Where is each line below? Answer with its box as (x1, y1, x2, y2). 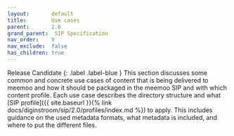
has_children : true (7, 50, 65, 57)
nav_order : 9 (7, 36, 55, 43)
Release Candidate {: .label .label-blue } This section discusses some (7, 68, 207, 77)
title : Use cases (7, 17, 80, 24)
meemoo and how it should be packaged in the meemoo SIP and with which (7, 83, 227, 92)
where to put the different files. (7, 121, 97, 129)
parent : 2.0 (7, 23, 61, 30)
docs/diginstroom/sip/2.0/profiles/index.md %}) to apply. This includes (7, 106, 213, 114)
